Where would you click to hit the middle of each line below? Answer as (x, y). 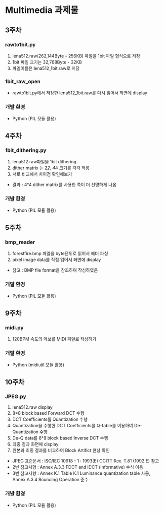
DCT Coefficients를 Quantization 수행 (50, 419)
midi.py (14, 327)
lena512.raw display (32, 407)
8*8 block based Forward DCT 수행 (48, 413)
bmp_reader (20, 242)
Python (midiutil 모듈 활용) (38, 365)
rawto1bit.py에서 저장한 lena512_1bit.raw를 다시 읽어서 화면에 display (80, 93)
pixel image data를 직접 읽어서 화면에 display (57, 260)
